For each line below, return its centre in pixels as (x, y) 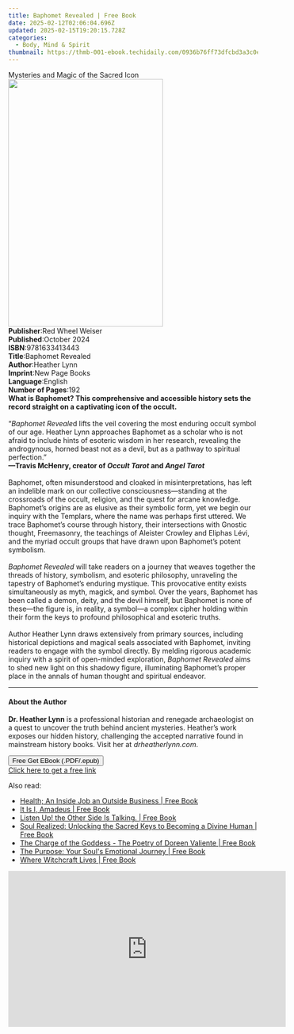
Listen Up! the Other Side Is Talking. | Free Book (98, 818)
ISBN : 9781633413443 (44, 348)
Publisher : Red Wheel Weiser (55, 331)
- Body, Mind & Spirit (53, 45)
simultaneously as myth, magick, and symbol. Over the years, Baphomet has (133, 592)
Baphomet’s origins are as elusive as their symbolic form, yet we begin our (130, 507)
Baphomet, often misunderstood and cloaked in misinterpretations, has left (130, 483)
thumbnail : (26, 52)
